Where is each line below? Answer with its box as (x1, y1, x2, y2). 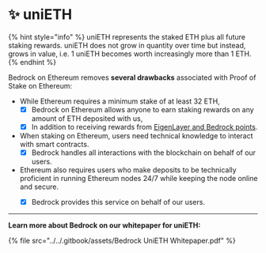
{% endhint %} (8, 57, 57, 66)
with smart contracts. (19, 140, 89, 149)
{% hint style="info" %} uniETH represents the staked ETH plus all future (8, 32, 246, 41)
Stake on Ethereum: (8, 81, 73, 90)
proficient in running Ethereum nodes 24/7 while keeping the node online (19, 174, 258, 183)
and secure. (19, 182, 59, 191)
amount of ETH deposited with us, (31, 114, 143, 123)
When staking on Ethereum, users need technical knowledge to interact (19, 131, 253, 141)
